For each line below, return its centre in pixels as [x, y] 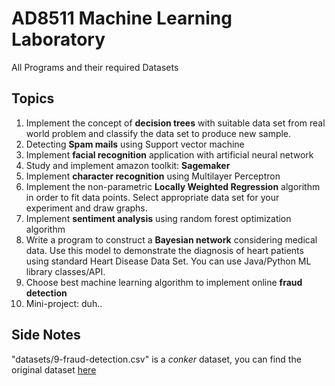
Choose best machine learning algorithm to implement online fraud [164, 282]
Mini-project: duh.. [64, 303]
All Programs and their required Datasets [95, 67]
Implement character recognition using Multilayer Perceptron [153, 176]
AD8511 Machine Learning [122, 18]
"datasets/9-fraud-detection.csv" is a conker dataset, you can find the [156, 359]
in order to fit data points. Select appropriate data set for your [152, 197]
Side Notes [46, 335]
